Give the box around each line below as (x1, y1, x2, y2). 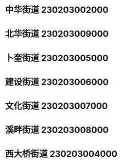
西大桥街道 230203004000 (5, 148, 118, 160)
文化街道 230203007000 (5, 100, 108, 112)
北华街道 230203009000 (5, 29, 109, 39)
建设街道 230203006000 (5, 76, 109, 87)
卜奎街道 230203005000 (5, 52, 108, 64)
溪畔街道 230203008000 (5, 125, 109, 136)
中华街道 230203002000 (5, 4, 108, 16)
